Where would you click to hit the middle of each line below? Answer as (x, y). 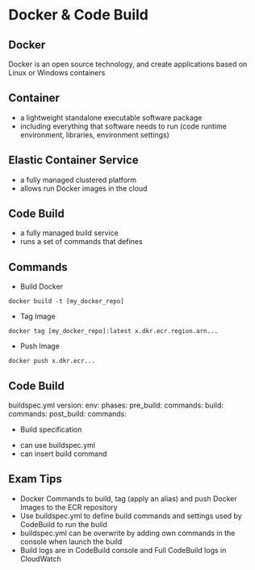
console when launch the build (71, 541)
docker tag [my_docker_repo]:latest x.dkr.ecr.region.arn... (113, 331)
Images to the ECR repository (69, 507)
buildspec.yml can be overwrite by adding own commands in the (127, 533)
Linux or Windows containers (57, 73)
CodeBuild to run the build (63, 524)
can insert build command (63, 454)
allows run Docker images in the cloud (84, 188)
